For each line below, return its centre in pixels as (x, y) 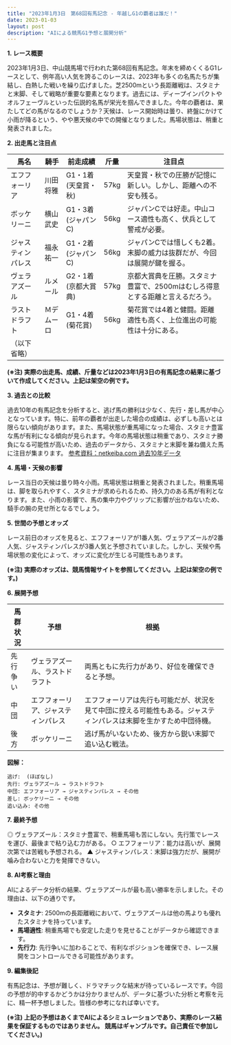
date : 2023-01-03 (32, 20)
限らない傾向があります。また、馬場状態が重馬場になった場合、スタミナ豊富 (115, 427)
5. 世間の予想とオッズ (38, 523)
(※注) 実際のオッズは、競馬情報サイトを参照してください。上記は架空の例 (112, 569)
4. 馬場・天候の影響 (35, 468)
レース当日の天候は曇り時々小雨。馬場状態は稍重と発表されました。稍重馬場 (115, 482)
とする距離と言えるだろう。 (171, 297)
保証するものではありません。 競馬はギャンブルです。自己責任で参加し (119, 1026)
